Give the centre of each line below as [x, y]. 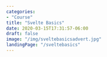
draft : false [22, 34]
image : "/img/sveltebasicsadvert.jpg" [54, 39]
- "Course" [20, 17]
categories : [21, 12]
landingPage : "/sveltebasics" [43, 45]
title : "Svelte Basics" [35, 23]
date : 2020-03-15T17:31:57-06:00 [47, 28]
